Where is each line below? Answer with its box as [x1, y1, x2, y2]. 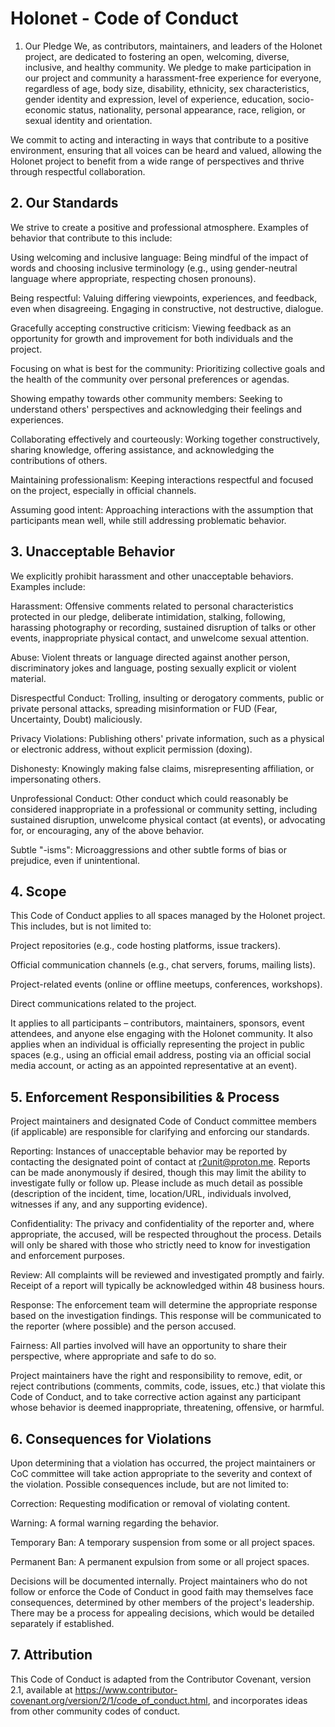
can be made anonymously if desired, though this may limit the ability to [10, 1167, 307, 1179]
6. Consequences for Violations [10, 1430, 212, 1447]
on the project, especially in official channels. [10, 484, 197, 496]
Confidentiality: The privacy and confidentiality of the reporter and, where [10, 1218, 315, 1230]
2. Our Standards [10, 195, 119, 212]
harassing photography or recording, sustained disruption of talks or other [10, 621, 317, 633]
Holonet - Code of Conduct [10, 7, 239, 30]
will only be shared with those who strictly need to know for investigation [10, 1239, 311, 1251]
